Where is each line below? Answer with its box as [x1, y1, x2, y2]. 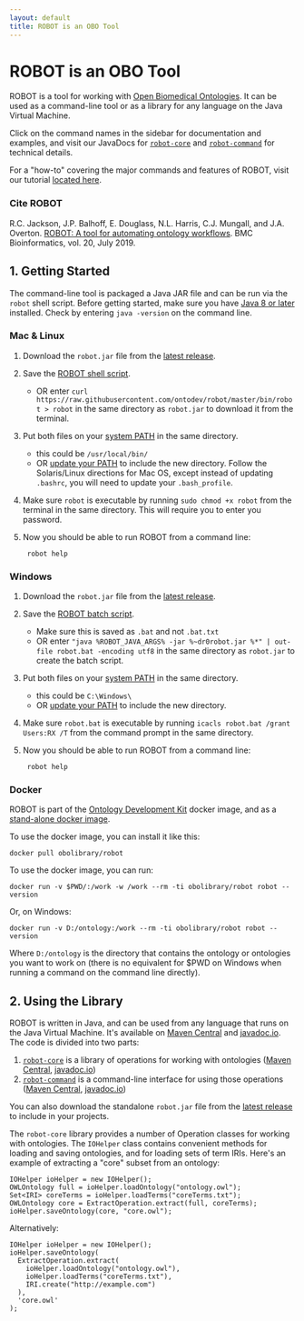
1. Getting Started [9, 264, 111, 279]
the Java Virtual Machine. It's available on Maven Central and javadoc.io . [9, 1027, 281, 1038]
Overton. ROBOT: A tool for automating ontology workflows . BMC [9, 227, 254, 238]
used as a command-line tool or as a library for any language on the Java [9, 101, 283, 112]
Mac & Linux [9, 329, 65, 342]
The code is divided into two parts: [9, 1037, 140, 1048]
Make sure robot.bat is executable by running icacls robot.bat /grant [22, 717, 290, 728]
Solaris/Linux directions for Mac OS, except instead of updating [35, 467, 274, 478]
